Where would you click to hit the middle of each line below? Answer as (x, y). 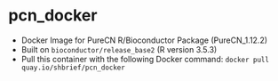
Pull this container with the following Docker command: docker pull (145, 59)
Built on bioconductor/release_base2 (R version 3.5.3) (119, 49)
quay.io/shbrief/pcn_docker (73, 68)
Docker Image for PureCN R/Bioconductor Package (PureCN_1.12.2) (144, 40)
